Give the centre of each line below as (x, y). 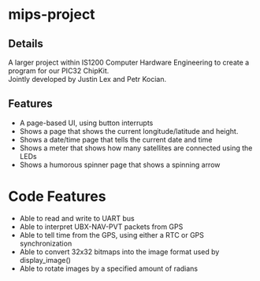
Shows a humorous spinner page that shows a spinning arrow (120, 165)
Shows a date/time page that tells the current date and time (116, 139)
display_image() (45, 260)
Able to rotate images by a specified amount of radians (109, 268)
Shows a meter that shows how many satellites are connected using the (136, 148)
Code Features (57, 196)
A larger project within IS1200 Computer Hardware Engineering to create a (129, 62)
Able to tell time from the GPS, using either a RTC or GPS (112, 235)
